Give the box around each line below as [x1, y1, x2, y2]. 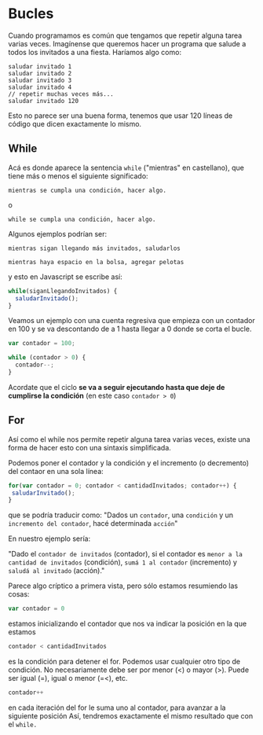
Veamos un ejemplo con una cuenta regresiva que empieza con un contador [8, 316, 255, 325]
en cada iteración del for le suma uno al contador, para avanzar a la [8, 703, 226, 712]
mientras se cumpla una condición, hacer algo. [8, 186, 167, 194]
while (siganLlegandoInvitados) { [8, 287, 118, 295]
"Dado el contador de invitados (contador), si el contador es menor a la [8, 549, 243, 559]
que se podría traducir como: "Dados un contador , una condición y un [8, 510, 234, 520]
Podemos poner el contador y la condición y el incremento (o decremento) [8, 458, 250, 468]
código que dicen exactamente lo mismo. [8, 119, 142, 128]
